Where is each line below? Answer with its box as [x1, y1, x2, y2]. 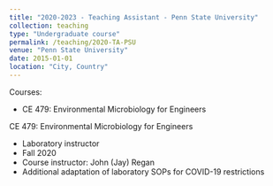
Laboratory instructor [21, 138, 100, 149]
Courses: [9, 86, 42, 97]
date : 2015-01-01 [9, 54, 73, 63]
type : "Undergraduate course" [9, 29, 121, 38]
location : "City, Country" [9, 63, 109, 72]
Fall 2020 [21, 147, 57, 158]
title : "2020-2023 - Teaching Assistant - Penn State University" [9, 12, 259, 22]
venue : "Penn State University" [9, 46, 128, 55]
